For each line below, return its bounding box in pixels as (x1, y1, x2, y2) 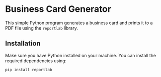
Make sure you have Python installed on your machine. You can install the (5, 52, 156, 58)
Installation (5, 39, 41, 48)
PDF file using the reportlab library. (5, 25, 78, 31)
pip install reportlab (5, 67, 52, 72)
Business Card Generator (5, 3, 111, 15)
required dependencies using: (5, 58, 67, 64)
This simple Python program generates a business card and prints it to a (5, 20, 153, 26)
